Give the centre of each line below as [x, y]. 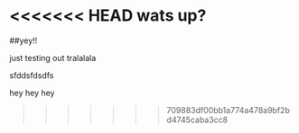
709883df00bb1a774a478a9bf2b [229, 110]
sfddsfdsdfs [32, 75]
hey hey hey [32, 93]
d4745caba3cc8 [197, 120]
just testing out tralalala [53, 58]
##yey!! [23, 40]
